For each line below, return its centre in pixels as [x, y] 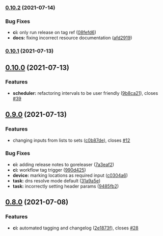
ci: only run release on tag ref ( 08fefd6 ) [55, 33]
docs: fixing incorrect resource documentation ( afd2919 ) [72, 38]
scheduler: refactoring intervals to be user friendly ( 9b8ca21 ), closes [85, 93]
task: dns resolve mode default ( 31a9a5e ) [57, 180]
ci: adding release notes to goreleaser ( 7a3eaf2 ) [63, 164]
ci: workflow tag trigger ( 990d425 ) [49, 170]
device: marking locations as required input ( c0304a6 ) [70, 175]
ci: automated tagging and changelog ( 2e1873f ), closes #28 [75, 228]
